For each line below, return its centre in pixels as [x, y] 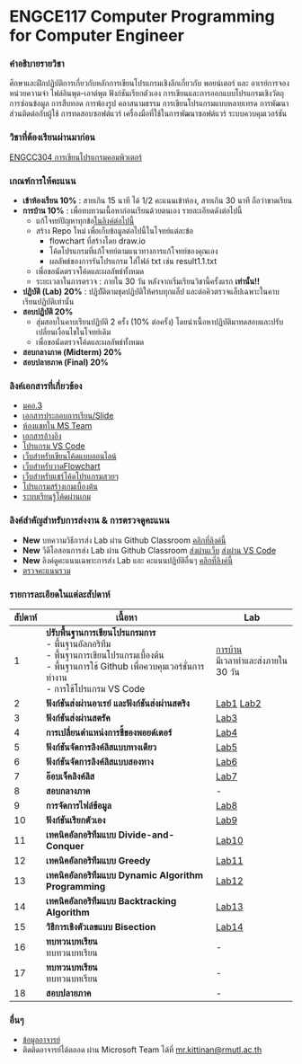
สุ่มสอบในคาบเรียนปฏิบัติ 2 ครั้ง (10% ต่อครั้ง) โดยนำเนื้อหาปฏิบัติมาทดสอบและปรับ [160, 322]
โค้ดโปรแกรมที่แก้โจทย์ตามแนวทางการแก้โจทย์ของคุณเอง [133, 251]
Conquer [65, 846]
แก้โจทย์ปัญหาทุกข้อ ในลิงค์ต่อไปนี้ [85, 221]
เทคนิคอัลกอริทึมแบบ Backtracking [111, 900]
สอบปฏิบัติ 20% [48, 312]
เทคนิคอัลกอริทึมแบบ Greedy [98, 860]
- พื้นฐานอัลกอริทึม [79, 643]
